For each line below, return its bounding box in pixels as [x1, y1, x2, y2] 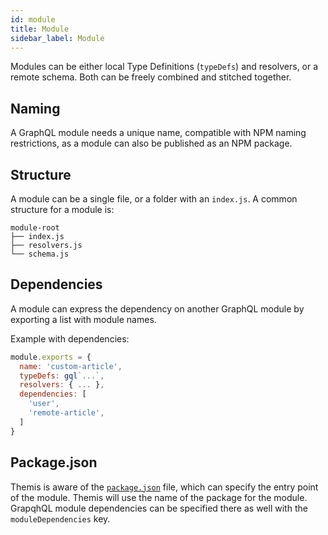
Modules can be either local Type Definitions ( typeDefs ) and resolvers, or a [10, 61, 319, 73]
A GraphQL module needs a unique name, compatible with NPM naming [10, 127, 307, 139]
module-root [10, 223, 60, 233]
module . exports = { [10, 352, 92, 362]
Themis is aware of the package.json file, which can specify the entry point [10, 481, 319, 493]
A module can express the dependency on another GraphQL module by [10, 302, 305, 315]
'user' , [28, 399, 60, 409]
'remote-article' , [28, 408, 105, 418]
